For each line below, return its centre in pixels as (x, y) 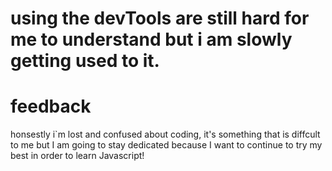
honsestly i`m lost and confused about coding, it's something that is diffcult (165, 134)
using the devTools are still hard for (160, 18)
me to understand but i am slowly (151, 39)
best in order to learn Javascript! (77, 156)
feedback (51, 106)
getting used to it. (85, 61)
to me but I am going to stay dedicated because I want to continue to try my (166, 145)
